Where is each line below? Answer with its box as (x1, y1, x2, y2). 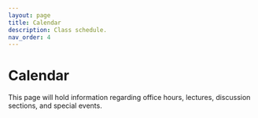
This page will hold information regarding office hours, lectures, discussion (8, 93, 251, 102)
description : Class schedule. (8, 26, 108, 34)
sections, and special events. (8, 101, 102, 110)
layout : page (8, 11, 51, 20)
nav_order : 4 (8, 33, 51, 41)
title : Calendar (8, 19, 61, 27)
